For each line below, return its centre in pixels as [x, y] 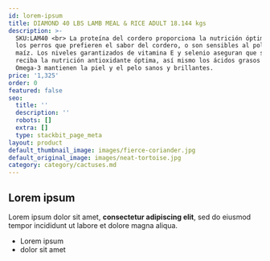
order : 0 [23, 83]
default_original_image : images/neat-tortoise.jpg [95, 157]
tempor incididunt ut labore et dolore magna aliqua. [93, 225]
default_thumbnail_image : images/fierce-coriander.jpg [102, 150]
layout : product [35, 143]
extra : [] [32, 128]
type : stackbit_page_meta [59, 135]
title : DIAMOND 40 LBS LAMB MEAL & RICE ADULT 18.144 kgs [107, 23]
